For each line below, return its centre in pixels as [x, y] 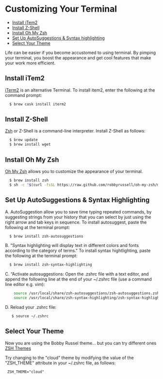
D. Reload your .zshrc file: [31, 307]
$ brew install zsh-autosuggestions [46, 236]
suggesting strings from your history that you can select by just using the [78, 217]
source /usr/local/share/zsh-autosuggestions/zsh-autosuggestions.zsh [87, 293]
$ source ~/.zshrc [30, 316]
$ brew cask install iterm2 [38, 104]
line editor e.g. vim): [25, 284]
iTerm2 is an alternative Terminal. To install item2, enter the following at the [80, 90]
